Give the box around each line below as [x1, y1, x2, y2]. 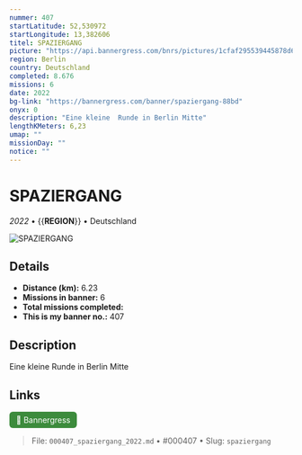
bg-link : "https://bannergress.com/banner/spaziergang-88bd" [9, 96, 244, 106]
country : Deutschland [9, 64, 91, 73]
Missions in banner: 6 [22, 292, 106, 303]
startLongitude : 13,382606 [9, 30, 111, 39]
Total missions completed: [22, 302, 124, 313]
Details [9, 258, 49, 274]
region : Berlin [9, 55, 67, 64]
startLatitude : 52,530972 [9, 22, 106, 31]
